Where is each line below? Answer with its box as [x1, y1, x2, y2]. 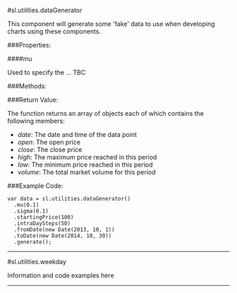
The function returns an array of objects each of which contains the [7, 109, 205, 117]
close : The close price [17, 145, 83, 154]
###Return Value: [7, 95, 59, 104]
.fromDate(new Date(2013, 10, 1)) [13, 226, 115, 233]
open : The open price [17, 138, 81, 146]
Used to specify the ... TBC [7, 68, 86, 76]
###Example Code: [7, 181, 63, 190]
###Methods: [7, 82, 47, 90]
